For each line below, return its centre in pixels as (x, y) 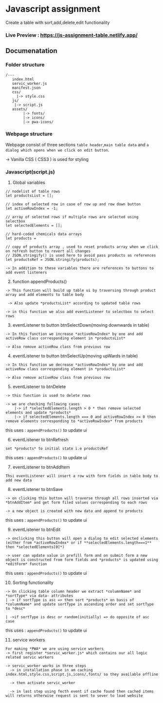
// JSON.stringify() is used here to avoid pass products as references (81, 255)
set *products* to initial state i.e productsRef (57, 449)
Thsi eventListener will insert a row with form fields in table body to (82, 476)
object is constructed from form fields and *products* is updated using (82, 560)
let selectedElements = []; (34, 226)
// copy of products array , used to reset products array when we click (82, 247)
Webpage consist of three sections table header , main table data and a (77, 144)
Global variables (29, 183)
